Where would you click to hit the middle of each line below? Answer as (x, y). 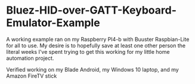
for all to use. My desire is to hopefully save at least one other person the (96, 46)
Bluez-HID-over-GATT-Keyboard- (92, 10)
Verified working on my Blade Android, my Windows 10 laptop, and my (92, 69)
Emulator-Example (53, 23)
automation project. (30, 58)
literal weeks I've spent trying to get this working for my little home (88, 51)
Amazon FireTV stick (32, 76)
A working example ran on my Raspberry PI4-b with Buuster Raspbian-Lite (98, 39)
